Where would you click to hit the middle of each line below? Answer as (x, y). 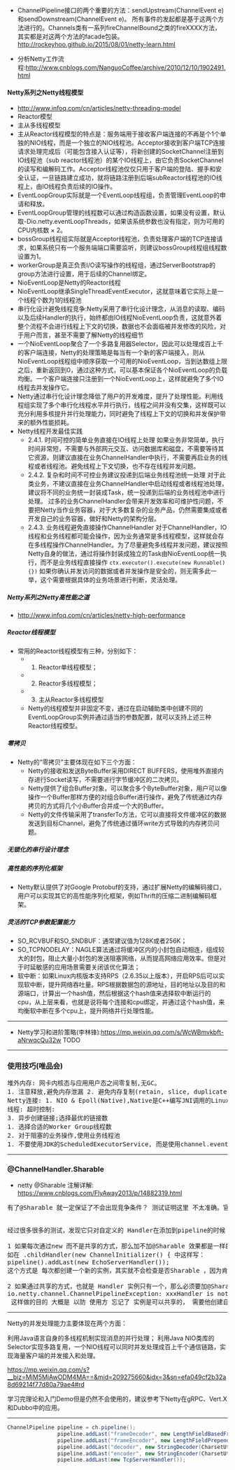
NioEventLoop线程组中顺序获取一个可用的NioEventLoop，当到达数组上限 (122, 362)
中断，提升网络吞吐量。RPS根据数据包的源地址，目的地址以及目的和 (128, 985)
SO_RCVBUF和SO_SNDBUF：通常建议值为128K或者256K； (102, 941)
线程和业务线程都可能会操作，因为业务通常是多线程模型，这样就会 (123, 536)
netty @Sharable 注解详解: (56, 1185)
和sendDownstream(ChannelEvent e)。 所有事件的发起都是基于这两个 (117, 19)
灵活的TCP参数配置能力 (41, 922)
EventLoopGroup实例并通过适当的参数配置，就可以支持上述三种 (120, 717)
